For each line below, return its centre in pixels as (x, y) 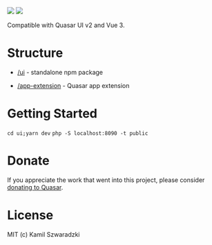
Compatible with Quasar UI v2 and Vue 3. (66, 25)
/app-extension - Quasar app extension (73, 85)
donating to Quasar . (35, 187)
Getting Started (52, 114)
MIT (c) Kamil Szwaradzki (44, 234)
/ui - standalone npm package (60, 72)
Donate (28, 161)
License (30, 215)
